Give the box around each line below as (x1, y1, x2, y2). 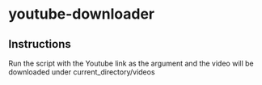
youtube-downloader (8, 5, 155, 23)
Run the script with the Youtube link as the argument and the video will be (8, 58, 254, 68)
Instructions (8, 37, 71, 51)
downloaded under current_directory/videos (8, 67, 155, 77)
